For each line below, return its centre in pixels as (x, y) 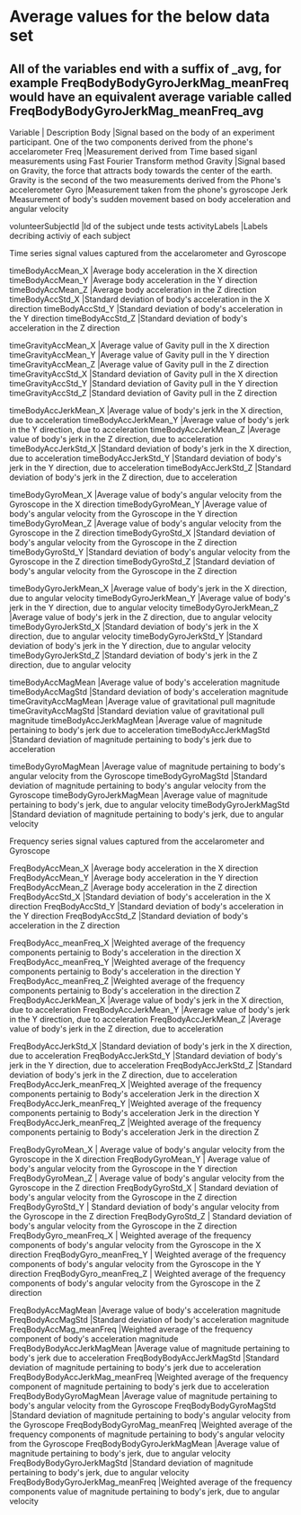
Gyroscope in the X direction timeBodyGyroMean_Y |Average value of (138, 504)
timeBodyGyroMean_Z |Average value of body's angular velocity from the (146, 523)
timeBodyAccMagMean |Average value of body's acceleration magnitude (145, 682)
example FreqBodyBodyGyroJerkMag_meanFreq (149, 83)
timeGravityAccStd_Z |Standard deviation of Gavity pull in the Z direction (143, 393)
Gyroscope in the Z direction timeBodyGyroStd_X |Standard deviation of (142, 533)
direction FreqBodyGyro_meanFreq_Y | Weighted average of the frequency (148, 1254)
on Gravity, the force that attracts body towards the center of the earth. (141, 171)
